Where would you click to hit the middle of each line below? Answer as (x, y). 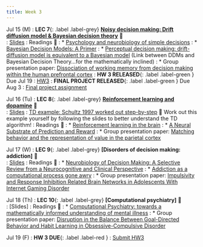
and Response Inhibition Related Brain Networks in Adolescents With (92, 181)
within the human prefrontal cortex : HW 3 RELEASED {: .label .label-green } (100, 74)
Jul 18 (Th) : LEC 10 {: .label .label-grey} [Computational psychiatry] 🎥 (94, 200)
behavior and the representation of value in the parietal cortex (84, 138)
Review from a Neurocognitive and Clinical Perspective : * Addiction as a (97, 169)
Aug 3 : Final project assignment (47, 87)
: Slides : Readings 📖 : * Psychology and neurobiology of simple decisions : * (102, 42)
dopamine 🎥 (22, 105)
